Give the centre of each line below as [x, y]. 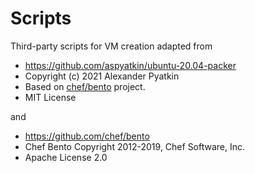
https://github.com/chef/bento [87, 136]
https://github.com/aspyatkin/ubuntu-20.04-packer [130, 65]
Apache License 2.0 [66, 157]
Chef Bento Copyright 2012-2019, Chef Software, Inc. [135, 146]
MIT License [50, 97]
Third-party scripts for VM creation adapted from [111, 46]
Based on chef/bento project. [85, 86]
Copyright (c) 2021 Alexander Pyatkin [102, 76]
